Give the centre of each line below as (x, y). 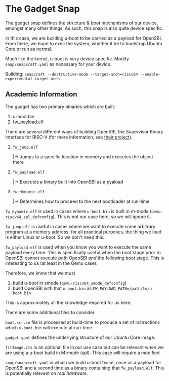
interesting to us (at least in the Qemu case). (51, 263)
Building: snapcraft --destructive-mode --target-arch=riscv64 (72, 74)
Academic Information (41, 94)
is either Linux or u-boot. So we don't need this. (55, 237)
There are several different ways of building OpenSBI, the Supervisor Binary (84, 131)
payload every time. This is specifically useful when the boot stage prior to (83, 252)
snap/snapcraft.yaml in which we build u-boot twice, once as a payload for (83, 362)
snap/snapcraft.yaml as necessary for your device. (58, 64)
